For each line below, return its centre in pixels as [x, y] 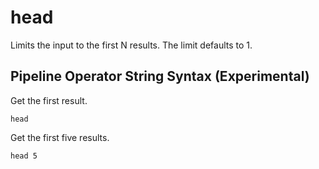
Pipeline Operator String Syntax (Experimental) [160, 76]
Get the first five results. [60, 137]
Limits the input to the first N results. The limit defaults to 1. [131, 45]
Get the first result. [49, 100]
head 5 [24, 156]
